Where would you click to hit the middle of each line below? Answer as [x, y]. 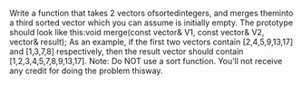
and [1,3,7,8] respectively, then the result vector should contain [127, 52]
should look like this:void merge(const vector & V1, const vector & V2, [137, 32]
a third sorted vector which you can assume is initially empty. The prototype [151, 23]
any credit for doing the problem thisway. [86, 71]
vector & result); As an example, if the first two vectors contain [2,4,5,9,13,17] [151, 42]
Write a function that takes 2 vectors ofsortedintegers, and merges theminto [151, 13]
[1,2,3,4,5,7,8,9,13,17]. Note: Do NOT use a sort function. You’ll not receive [146, 61]
